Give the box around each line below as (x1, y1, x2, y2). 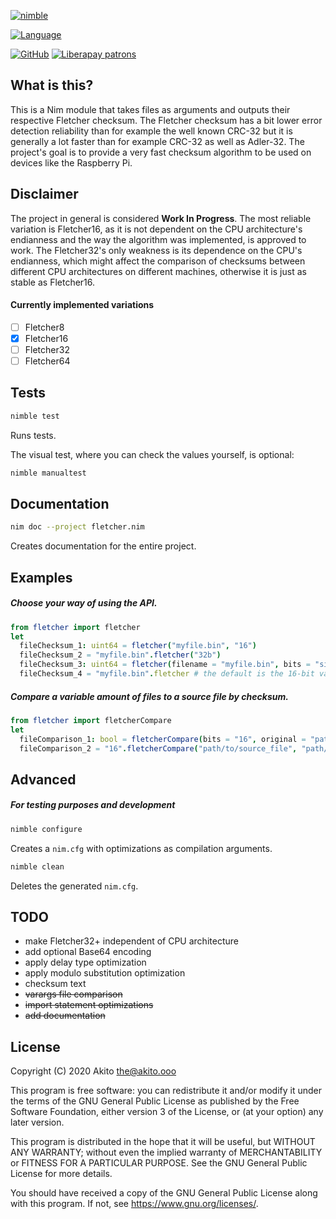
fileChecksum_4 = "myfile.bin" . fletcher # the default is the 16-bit (19, 669, 315, 679)
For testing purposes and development (10, 799, 176, 811)
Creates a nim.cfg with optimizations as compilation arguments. (10, 842, 273, 854)
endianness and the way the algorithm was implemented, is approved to (10, 233, 307, 245)
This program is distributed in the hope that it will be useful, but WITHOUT (10, 1136, 316, 1148)
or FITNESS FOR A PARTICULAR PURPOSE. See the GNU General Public (10, 1157, 308, 1169)
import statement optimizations (24, 999, 154, 1011)
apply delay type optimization (24, 956, 147, 969)
